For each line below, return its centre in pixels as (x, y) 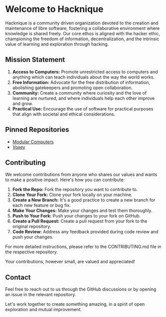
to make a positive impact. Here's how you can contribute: (65, 180)
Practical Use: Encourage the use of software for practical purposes (83, 108)
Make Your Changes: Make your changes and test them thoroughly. (82, 211)
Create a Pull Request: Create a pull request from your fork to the (80, 221)
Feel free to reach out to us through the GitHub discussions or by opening (81, 289)
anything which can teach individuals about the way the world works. (83, 77)
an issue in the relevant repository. (41, 295)
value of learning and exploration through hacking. (57, 44)
